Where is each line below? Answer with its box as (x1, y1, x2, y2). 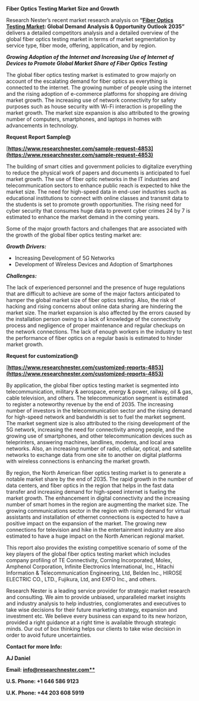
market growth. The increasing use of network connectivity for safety (6, 96, 176, 104)
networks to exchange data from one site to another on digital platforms (6, 451, 182, 458)
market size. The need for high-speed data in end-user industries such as (6, 188, 187, 195)
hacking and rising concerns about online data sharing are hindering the (6, 303, 183, 310)
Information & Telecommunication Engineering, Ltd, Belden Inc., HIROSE (6, 569, 182, 577)
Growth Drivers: (6, 243, 46, 250)
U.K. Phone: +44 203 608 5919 (6, 689, 84, 696)
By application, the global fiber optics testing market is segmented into (6, 382, 179, 389)
